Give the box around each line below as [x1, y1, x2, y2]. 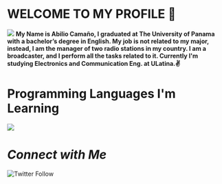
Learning [7, 101, 60, 116]
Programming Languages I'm [7, 86, 176, 102]
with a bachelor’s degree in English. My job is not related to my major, [7, 37, 210, 45]
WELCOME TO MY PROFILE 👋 [7, 6, 177, 22]
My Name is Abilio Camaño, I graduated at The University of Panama [15, 30, 215, 38]
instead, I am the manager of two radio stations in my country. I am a [7, 44, 206, 52]
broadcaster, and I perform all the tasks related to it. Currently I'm [7, 51, 199, 60]
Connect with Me [7, 147, 107, 163]
